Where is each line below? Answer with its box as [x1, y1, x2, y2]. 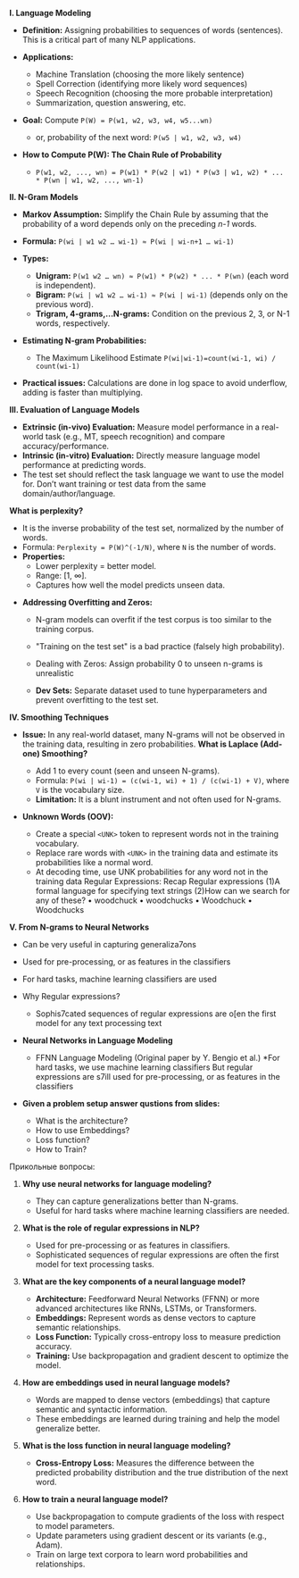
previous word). [35, 299, 94, 309]
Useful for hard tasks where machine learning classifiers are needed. [35, 1206, 290, 1215]
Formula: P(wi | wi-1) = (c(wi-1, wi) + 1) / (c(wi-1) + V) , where [35, 775, 290, 785]
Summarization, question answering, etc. [35, 97, 187, 108]
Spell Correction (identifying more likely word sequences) [35, 79, 248, 88]
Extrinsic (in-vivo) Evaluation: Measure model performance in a [21, 422, 261, 432]
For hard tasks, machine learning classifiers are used [21, 973, 217, 984]
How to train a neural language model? [21, 1494, 169, 1504]
